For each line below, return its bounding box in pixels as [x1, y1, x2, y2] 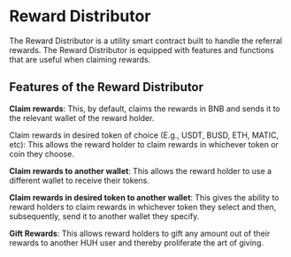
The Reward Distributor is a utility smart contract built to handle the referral [9, 35, 283, 46]
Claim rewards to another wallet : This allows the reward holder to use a [9, 165, 272, 176]
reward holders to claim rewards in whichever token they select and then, [9, 201, 277, 212]
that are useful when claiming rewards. [9, 54, 151, 64]
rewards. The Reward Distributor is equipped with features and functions [9, 44, 274, 55]
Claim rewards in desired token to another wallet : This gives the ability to [9, 192, 280, 202]
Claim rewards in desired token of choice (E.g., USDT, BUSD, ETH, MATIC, [9, 130, 280, 140]
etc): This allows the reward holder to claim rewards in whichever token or [9, 139, 279, 149]
